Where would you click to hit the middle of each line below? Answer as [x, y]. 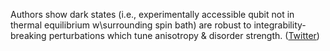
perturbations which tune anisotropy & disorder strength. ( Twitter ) [184, 35]
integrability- [280, 25]
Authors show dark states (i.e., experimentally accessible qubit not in [152, 14]
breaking [28, 35]
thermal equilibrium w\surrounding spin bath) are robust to [131, 25]
